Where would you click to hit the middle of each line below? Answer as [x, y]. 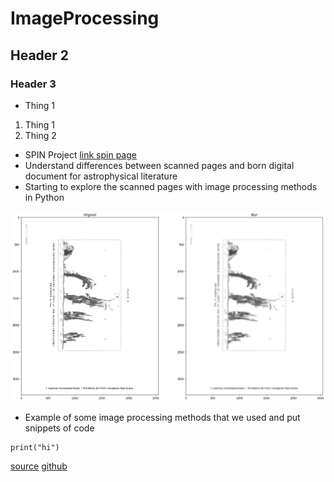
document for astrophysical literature [101, 176]
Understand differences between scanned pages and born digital [159, 165]
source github [39, 466]
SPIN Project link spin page [80, 154]
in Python [44, 197]
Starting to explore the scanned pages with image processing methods [171, 186]
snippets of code [59, 428]
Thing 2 [40, 135]
